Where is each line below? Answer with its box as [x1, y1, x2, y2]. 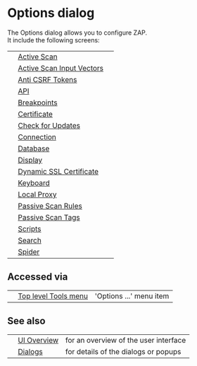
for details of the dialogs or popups [65, 346, 182, 356]
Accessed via [7, 271, 68, 283]
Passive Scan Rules [18, 201, 82, 211]
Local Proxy [18, 189, 58, 199]
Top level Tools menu [18, 291, 88, 301]
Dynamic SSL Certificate [18, 166, 99, 176]
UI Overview [18, 335, 59, 345]
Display [18, 155, 43, 165]
